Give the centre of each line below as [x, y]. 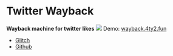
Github [23, 46]
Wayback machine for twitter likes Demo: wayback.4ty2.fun [86, 28]
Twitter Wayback [50, 11]
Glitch [22, 40]
